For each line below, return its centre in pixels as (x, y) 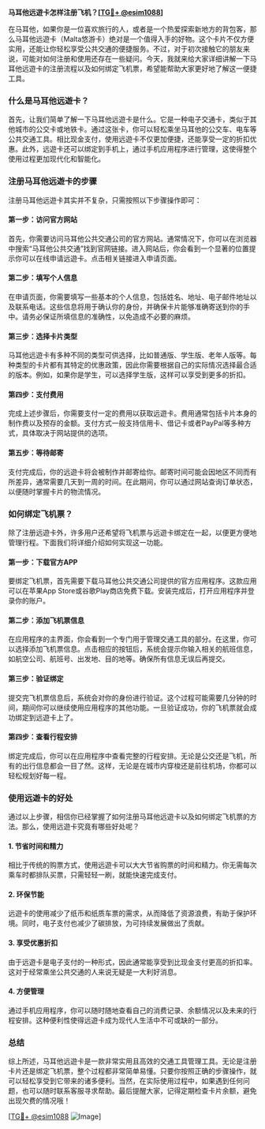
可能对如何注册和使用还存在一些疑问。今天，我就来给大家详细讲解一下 (136, 59)
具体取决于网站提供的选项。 (67, 433)
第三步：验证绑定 (36, 679)
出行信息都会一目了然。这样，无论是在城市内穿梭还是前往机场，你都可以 (139, 765)
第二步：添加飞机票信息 (46, 620)
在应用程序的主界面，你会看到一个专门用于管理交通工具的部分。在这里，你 (129, 639)
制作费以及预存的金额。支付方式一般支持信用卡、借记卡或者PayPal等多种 (126, 423)
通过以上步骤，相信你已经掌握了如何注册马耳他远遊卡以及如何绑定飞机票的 (129, 817)
